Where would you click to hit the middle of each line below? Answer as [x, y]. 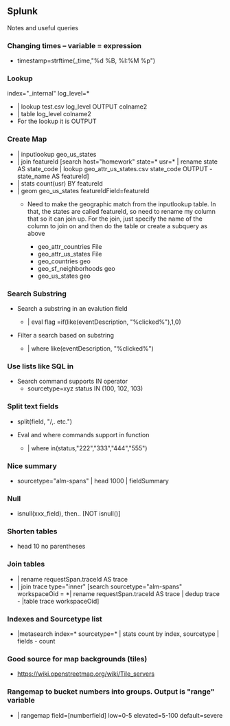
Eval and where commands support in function [83, 434]
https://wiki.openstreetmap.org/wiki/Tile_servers [86, 674]
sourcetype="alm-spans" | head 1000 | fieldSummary [93, 481]
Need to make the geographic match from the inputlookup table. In [122, 204]
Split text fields [33, 406]
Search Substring [37, 294]
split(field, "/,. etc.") [45, 421]
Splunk [23, 11]
